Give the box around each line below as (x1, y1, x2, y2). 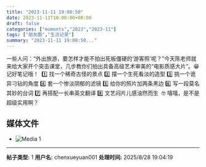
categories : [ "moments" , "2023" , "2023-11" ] (6, 26, 116, 32)
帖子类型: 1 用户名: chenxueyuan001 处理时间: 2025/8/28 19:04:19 (6, 154, 174, 161)
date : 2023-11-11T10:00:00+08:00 (6, 15, 92, 21)
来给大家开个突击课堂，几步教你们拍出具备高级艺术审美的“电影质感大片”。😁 (6, 62, 199, 70)
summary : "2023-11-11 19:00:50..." (6, 37, 97, 43)
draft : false (6, 20, 40, 26)
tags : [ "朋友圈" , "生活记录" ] (6, 32, 75, 38)
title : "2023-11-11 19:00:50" (6, 9, 84, 15)
